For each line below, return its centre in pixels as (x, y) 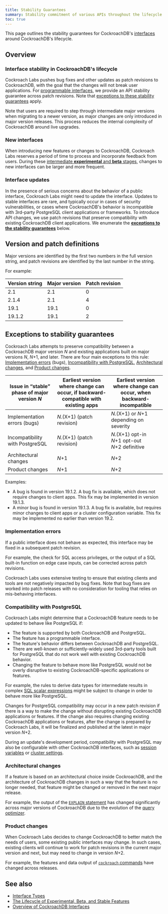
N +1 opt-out (126, 441)
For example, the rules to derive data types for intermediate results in (76, 685)
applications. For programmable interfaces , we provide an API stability (77, 90)
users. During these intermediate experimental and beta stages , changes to (84, 162)
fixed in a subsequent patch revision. (43, 547)
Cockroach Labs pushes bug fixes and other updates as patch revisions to (82, 80)
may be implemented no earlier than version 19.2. (63, 518)
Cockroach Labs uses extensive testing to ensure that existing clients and (81, 578)
